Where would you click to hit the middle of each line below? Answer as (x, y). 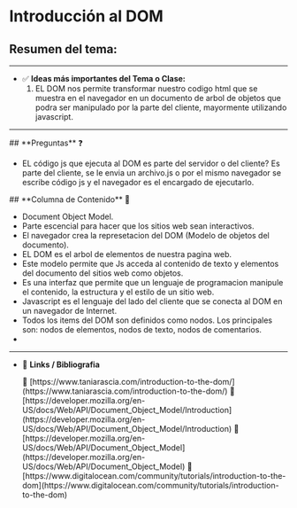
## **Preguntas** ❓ (46, 143)
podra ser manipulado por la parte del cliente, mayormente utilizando (161, 107)
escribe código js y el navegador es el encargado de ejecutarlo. (138, 182)
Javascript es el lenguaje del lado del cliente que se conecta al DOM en (152, 301)
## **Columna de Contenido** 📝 (70, 199)
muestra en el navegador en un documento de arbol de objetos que (158, 98)
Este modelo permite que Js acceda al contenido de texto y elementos (150, 264)
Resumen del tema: (63, 49)
